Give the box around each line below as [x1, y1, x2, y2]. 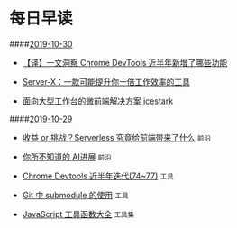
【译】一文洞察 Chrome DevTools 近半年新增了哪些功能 [22, 57, 228, 68]
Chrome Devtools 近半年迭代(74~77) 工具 [22, 170, 174, 181]
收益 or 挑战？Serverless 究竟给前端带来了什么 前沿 [22, 132, 212, 142]
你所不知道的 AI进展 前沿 [22, 150, 112, 162]
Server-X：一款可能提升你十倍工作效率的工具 [22, 76, 191, 87]
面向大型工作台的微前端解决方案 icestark [22, 96, 174, 106]
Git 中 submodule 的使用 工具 [22, 189, 129, 200]
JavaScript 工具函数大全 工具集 [22, 208, 135, 219]
